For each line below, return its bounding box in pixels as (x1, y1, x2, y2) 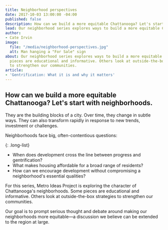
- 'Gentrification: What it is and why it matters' (5, 72, 115, 77)
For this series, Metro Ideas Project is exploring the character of (5, 182, 136, 188)
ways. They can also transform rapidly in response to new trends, (5, 117, 140, 123)
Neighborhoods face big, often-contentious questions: (5, 132, 117, 138)
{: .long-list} (5, 142, 30, 148)
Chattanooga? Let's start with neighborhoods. (5, 98, 153, 107)
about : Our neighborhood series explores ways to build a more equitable (5, 53, 162, 59)
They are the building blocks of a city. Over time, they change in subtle (5, 112, 151, 118)
